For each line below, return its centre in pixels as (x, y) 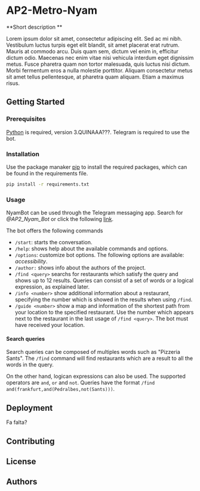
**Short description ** (34, 27)
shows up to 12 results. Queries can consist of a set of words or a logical (104, 281)
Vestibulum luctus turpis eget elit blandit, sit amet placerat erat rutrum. (93, 45)
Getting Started (36, 102)
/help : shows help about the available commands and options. (91, 248)
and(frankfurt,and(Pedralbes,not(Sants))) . (61, 389)
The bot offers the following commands (55, 231)
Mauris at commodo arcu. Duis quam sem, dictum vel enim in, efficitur (93, 51)
